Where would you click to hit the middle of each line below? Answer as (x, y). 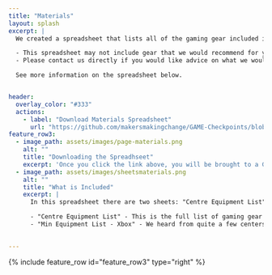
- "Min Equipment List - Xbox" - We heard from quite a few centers (148, 224)
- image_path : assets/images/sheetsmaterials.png (101, 172)
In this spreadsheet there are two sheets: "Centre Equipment (137, 202)
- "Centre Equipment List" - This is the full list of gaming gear (146, 217)
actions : (30, 112)
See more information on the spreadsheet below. (99, 75)
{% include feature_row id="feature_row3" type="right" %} (107, 262)
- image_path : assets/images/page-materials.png (99, 142)
